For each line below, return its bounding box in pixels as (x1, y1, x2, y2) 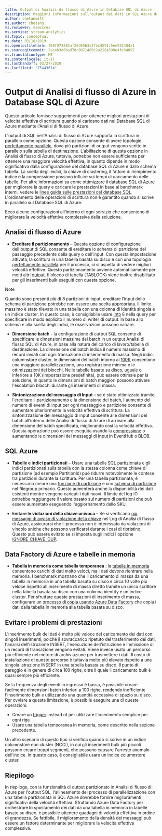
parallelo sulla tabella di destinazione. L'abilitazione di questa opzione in (5, 148, 148, 154)
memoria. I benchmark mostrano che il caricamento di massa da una (12, 573, 148, 579)
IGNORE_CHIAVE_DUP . (12, 536, 58, 542)
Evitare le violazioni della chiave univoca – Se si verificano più (12, 510, 137, 516)
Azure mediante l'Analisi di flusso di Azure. (5, 123, 90, 129)
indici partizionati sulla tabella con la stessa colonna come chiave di (12, 465, 147, 471)
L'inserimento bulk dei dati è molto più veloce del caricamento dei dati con (5, 631, 153, 637)
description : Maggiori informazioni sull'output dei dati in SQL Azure (5, 12, 152, 16)
